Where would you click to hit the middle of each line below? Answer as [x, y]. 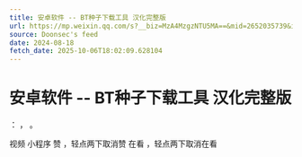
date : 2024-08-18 [42, 43]
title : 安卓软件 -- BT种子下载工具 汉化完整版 [88, 17]
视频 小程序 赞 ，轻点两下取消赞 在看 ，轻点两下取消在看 [113, 144]
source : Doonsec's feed [54, 34]
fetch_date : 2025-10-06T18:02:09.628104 [86, 51]
